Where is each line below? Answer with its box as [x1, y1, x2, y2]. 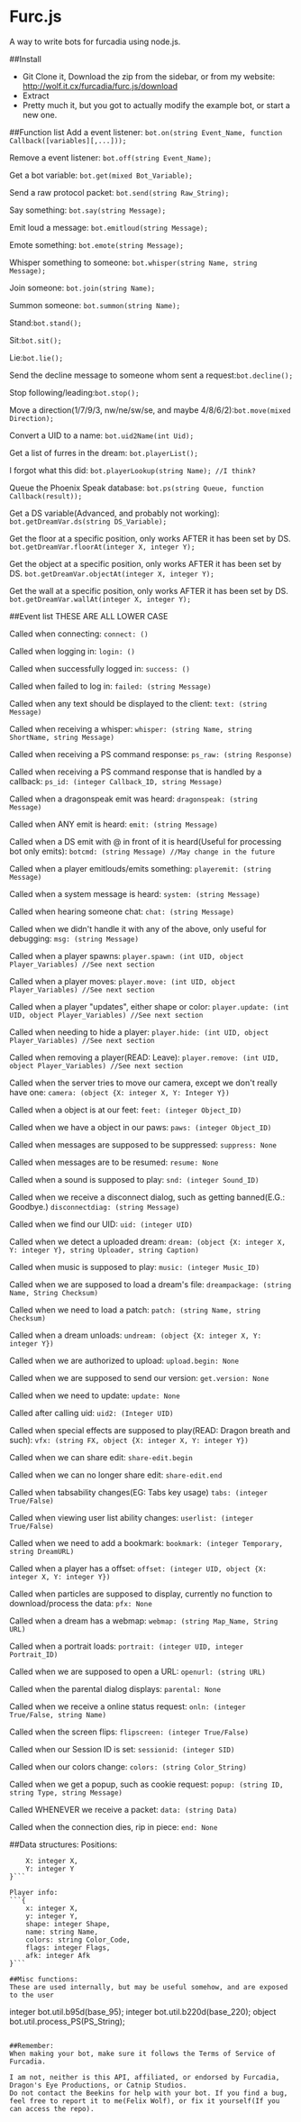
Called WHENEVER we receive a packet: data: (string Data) [9, 1804, 238, 1815]
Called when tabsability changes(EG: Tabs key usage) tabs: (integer [9, 1486, 269, 1497]
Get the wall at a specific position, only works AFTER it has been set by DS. [9, 585, 288, 596]
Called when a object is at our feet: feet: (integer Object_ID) [9, 1104, 242, 1115]
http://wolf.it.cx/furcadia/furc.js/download [22, 80, 178, 91]
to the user [9, 1990, 54, 1999]
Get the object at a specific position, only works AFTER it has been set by [9, 558, 282, 569]
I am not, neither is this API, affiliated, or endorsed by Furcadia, [9, 2072, 280, 2081]
